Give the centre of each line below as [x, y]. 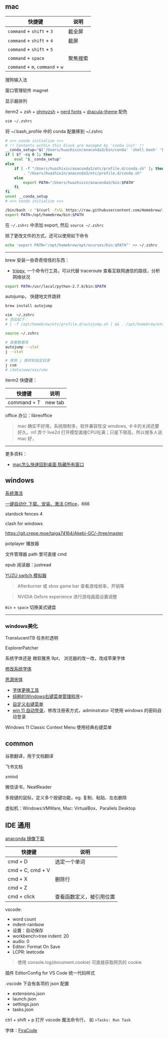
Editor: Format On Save [36, 946]
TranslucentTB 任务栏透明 [32, 638]
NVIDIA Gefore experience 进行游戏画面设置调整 [67, 596]
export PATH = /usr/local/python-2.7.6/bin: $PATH [56, 286]
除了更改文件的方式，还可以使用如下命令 [47, 235]
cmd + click [21, 896]
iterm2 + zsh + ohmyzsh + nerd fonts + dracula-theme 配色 [66, 111]
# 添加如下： [17, 320]
